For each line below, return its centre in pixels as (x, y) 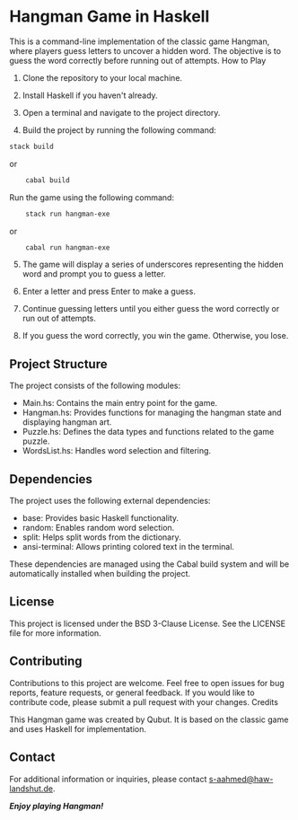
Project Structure (58, 364)
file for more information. (55, 633)
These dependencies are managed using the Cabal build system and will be (149, 564)
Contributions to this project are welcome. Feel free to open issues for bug (147, 683)
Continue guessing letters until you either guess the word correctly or (151, 309)
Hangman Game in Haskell (110, 17)
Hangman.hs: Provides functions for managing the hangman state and (152, 413)
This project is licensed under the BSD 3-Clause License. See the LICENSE (147, 623)
